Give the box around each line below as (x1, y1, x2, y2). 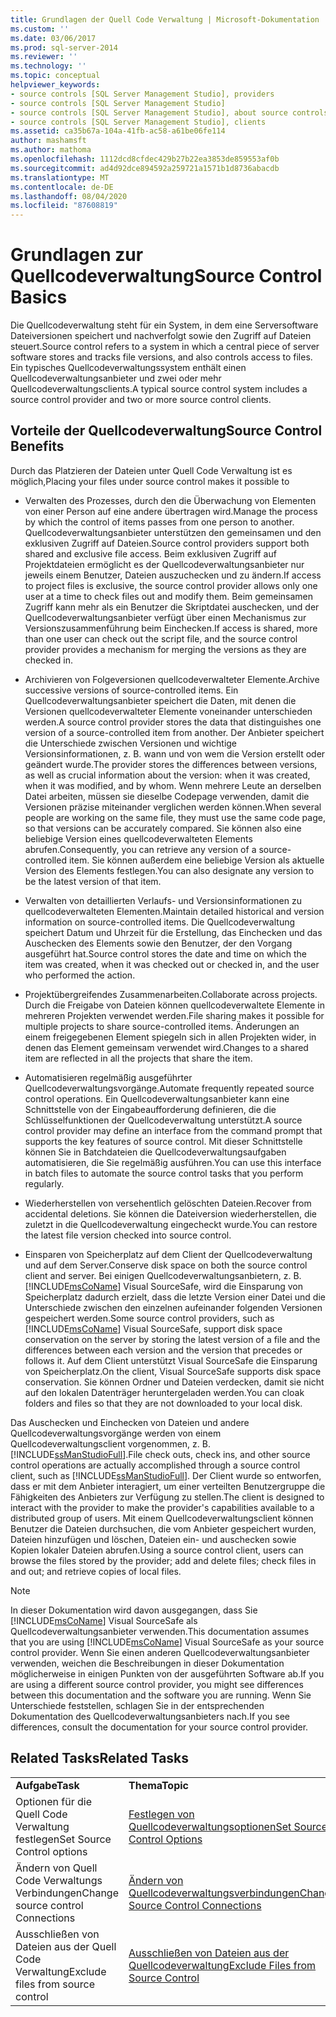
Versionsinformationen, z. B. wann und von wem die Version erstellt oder (24, 747, 326, 760)
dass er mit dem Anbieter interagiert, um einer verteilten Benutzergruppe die (10, 1480, 326, 1492)
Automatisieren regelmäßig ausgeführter (24, 1071, 193, 1083)
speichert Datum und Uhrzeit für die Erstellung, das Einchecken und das (24, 926, 323, 938)
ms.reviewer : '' (10, 52, 78, 62)
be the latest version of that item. (24, 875, 162, 887)
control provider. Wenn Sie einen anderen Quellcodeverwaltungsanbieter (10, 1646, 310, 1658)
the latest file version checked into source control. (24, 1229, 232, 1241)
